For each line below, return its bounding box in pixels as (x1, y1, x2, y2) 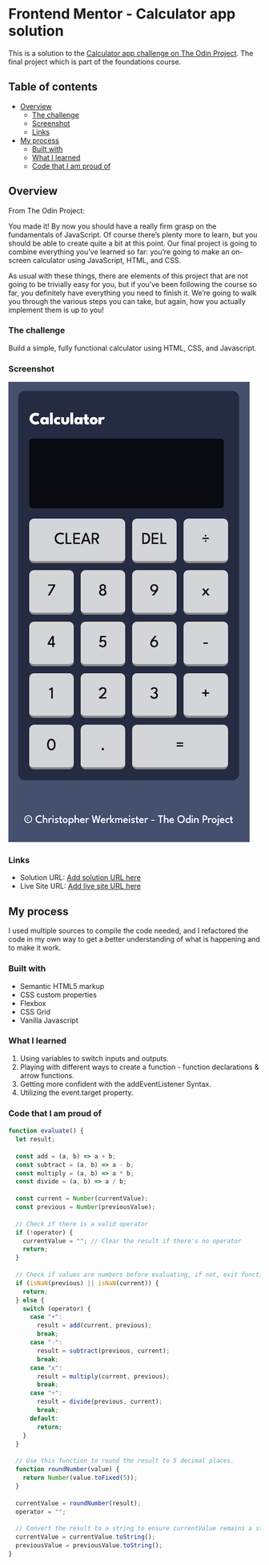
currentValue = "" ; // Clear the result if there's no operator (22, 1237, 242, 1245)
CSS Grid (19, 1007, 50, 1016)
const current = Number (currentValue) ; (15, 1194, 149, 1203)
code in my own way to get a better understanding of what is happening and (8, 935, 260, 944)
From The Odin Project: (8, 205, 86, 215)
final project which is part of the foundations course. (8, 57, 182, 67)
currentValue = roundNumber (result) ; (15, 1499, 142, 1507)
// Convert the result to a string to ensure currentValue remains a (15, 1525, 252, 1533)
